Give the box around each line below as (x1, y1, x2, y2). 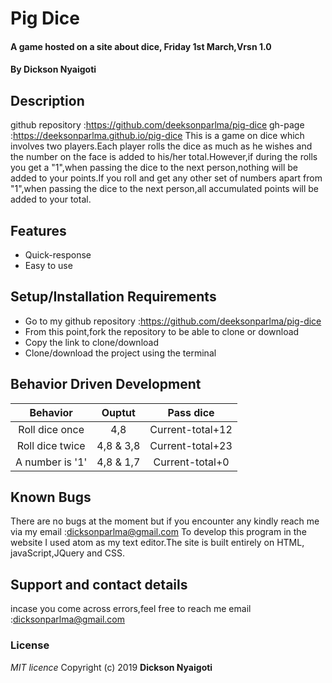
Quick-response (24, 249, 92, 261)
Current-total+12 (149, 422, 233, 436)
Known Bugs (10, 489, 92, 506)
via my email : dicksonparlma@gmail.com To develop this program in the (10, 526, 307, 538)
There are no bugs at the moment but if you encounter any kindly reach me (10, 515, 320, 527)
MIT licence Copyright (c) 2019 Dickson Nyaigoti (10, 661, 213, 673)
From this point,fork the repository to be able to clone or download (24, 325, 300, 337)
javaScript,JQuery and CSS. (10, 547, 125, 559)
